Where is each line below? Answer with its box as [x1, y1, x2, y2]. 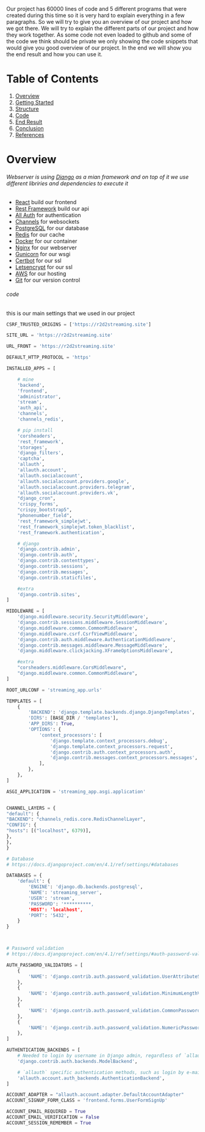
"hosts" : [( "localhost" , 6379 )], [6, 828, 92, 834]
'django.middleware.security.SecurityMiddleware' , [17, 614, 149, 620]
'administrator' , [17, 394, 62, 400]
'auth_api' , [17, 405, 48, 411]
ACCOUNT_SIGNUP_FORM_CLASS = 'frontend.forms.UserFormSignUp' [6, 1097, 168, 1104]
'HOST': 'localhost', [28, 906, 84, 913]
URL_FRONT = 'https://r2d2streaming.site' [6, 344, 116, 350]
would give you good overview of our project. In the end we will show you [6, 44, 192, 51]
